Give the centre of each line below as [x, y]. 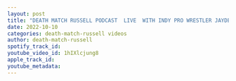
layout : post [26, 14]
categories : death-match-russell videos [67, 33]
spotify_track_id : [34, 46]
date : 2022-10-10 [33, 27]
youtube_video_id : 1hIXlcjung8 [53, 54]
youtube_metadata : [34, 66]
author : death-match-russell [50, 40]
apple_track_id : [31, 60]
